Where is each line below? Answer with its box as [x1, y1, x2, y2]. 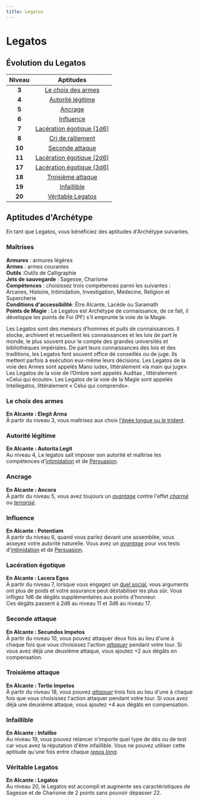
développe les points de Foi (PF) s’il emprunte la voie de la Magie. [6, 313, 168, 320]
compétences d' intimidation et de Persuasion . [6, 458, 119, 465]
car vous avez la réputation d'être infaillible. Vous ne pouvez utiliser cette [6, 742, 185, 749]
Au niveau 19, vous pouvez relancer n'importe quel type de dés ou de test [6, 736, 187, 743]
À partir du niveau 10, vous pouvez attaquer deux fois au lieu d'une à [6, 635, 174, 642]
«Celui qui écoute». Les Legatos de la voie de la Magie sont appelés [6, 376, 173, 383]
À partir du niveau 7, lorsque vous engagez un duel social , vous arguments [6, 581, 189, 588]
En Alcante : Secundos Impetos [6, 628, 85, 635]
